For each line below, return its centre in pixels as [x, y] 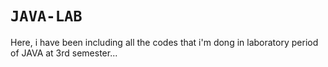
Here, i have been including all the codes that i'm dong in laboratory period [164, 42]
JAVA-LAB [46, 16]
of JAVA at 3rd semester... [64, 53]
